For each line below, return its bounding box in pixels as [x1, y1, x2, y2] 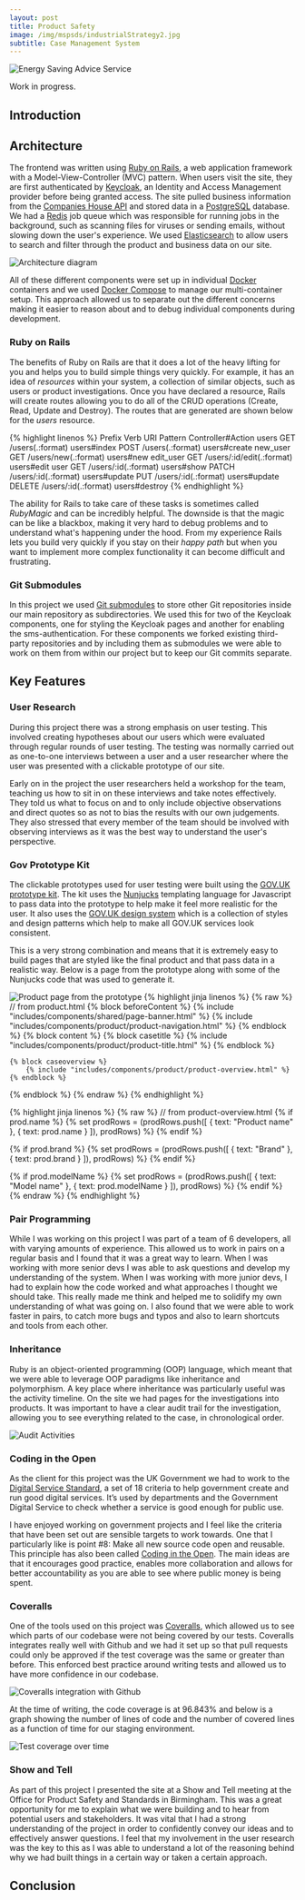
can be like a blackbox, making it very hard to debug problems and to [9, 517, 269, 528]
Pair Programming [9, 1212, 91, 1225]
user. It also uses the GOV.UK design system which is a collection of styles [9, 908, 289, 919]
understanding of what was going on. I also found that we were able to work [9, 1301, 294, 1312]
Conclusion [9, 1877, 76, 1894]
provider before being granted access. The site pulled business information [9, 192, 291, 203]
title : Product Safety [9, 22, 95, 31]
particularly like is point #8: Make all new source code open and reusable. [9, 1539, 286, 1549]
